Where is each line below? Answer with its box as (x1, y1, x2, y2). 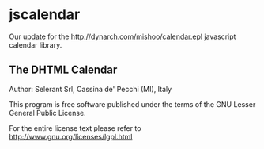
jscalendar (9, 6, 81, 24)
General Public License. (9, 108, 86, 117)
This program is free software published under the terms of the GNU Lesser (9, 99, 256, 109)
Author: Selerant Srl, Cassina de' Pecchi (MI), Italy (9, 84, 172, 94)
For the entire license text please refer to (9, 123, 141, 132)
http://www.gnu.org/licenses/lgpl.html (9, 132, 133, 141)
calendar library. (9, 40, 62, 49)
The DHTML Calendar (9, 63, 118, 77)
